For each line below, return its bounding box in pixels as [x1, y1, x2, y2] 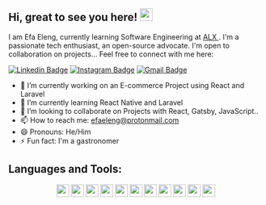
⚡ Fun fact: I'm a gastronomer [19, 136, 120, 145]
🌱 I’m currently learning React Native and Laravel [19, 98, 184, 107]
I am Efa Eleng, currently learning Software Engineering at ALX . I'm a [8, 31, 239, 41]
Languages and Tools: [8, 162, 123, 176]
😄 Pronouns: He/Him [19, 127, 91, 136]
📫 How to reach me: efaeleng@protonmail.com [19, 115, 179, 125]
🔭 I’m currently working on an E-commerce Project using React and [19, 80, 245, 90]
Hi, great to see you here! [8, 10, 138, 24]
